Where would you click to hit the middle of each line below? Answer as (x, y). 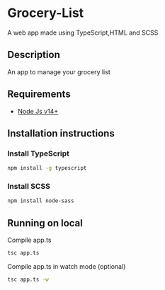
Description (34, 55)
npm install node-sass (41, 201)
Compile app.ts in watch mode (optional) (67, 266)
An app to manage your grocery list (59, 71)
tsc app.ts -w (28, 279)
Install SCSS (29, 187)
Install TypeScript (38, 153)
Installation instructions (61, 133)
